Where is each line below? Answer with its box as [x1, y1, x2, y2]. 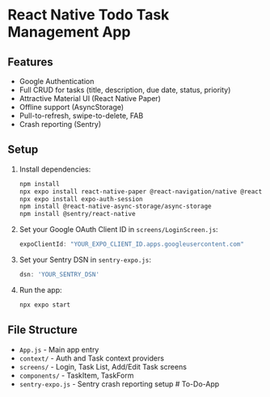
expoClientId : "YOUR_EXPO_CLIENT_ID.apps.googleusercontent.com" [19, 240, 244, 248]
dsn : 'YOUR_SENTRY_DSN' [19, 271, 100, 279]
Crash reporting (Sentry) [19, 120, 102, 129]
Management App [7, 23, 131, 41]
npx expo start [19, 301, 71, 309]
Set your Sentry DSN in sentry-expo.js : [19, 255, 151, 264]
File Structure [7, 323, 78, 337]
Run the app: [19, 285, 62, 294]
